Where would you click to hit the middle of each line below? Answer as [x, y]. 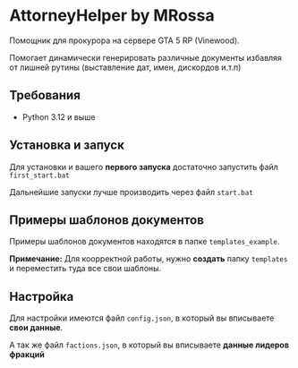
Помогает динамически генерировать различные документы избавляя [145, 57]
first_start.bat [39, 175]
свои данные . [36, 328]
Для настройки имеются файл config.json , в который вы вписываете [142, 318]
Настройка [42, 296]
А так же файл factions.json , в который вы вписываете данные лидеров [149, 345]
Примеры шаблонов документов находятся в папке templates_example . [145, 242]
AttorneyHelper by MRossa [112, 16]
